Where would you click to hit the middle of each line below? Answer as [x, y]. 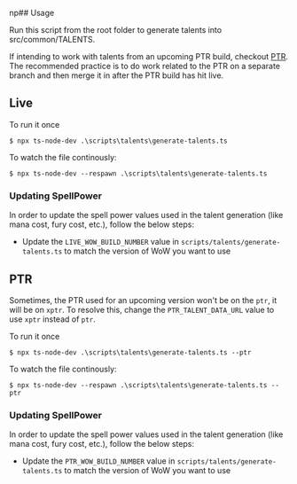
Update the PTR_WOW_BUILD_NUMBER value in [98, 461]
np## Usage [32, 13]
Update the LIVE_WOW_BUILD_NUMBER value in [101, 242]
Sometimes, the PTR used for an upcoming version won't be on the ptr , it [143, 300]
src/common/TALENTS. [52, 39]
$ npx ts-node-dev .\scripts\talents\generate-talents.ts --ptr [130, 352]
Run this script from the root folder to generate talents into [116, 30]
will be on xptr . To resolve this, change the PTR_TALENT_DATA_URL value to [142, 309]
